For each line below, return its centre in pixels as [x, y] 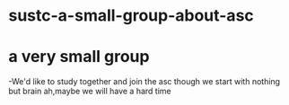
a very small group [79, 57]
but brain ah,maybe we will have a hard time [90, 92]
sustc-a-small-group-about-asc [131, 16]
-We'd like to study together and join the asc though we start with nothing [144, 82]
